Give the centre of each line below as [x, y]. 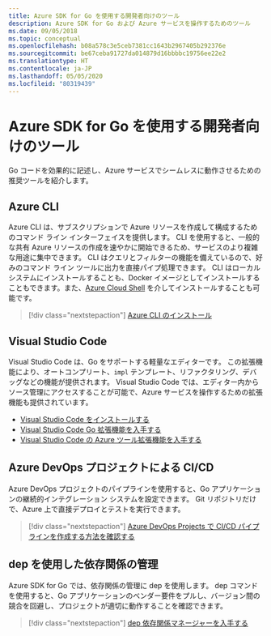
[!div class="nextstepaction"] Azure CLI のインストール [120, 315]
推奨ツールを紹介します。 [51, 181]
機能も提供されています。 [51, 403]
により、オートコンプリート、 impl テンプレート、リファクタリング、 [129, 372]
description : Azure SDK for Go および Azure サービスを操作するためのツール [129, 23]
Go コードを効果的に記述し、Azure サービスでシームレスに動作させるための [135, 170]
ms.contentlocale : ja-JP [50, 69]
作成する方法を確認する [95, 536]
